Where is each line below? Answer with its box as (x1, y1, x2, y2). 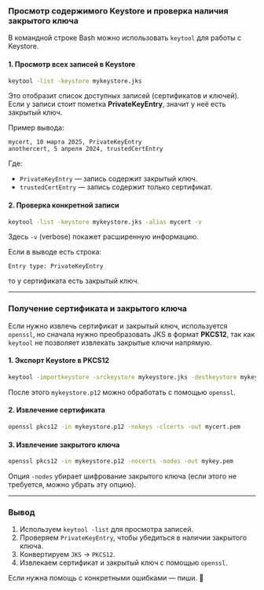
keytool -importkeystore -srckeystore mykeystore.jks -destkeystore (8, 373, 237, 381)
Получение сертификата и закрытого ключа (8, 303, 187, 314)
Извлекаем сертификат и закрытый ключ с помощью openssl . (19, 558, 228, 567)
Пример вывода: (8, 123, 64, 133)
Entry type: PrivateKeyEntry (8, 262, 104, 270)
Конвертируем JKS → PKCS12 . (19, 550, 115, 559)
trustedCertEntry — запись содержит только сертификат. (19, 182, 213, 192)
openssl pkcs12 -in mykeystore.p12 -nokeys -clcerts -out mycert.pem (8, 423, 241, 431)
